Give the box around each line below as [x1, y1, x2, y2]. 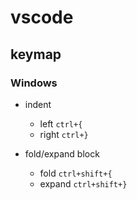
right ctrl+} [39, 128, 89, 140]
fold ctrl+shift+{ [39, 167, 113, 179]
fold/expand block [24, 147, 100, 160]
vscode [10, 6, 74, 29]
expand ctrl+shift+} [39, 177, 128, 190]
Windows [10, 76, 58, 90]
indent [24, 98, 52, 110]
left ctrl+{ [39, 117, 83, 130]
